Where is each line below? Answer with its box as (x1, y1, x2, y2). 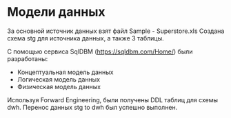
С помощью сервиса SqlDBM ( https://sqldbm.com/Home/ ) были (7, 47, 193, 56)
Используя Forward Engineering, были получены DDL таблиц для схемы (7, 95, 219, 104)
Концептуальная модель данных (17, 68, 114, 76)
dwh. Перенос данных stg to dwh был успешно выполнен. (7, 103, 178, 111)
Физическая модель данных (17, 82, 101, 91)
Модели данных (7, 4, 106, 20)
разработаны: (7, 54, 48, 62)
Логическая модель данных (17, 75, 101, 83)
